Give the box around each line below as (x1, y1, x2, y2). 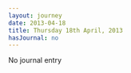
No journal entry (8, 56, 62, 65)
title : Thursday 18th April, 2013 (8, 26, 124, 34)
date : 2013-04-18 (8, 19, 66, 27)
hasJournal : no (8, 33, 59, 42)
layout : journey (8, 11, 62, 20)
